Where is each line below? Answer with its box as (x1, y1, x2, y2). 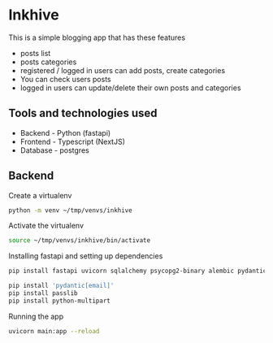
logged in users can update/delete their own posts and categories (19, 83, 241, 93)
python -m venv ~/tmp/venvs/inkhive (8, 206, 132, 215)
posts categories (19, 57, 77, 67)
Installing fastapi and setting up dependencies (8, 251, 163, 261)
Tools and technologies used (8, 106, 158, 120)
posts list (19, 48, 51, 58)
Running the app (8, 311, 63, 321)
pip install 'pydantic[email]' (8, 282, 115, 290)
